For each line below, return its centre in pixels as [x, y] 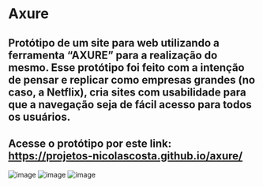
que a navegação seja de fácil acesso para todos [130, 105]
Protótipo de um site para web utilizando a [114, 43]
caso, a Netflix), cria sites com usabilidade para [127, 92]
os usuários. [39, 116]
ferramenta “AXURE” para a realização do [113, 55]
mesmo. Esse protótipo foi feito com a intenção [126, 67]
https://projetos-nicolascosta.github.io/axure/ [126, 156]
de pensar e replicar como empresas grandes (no [131, 80]
